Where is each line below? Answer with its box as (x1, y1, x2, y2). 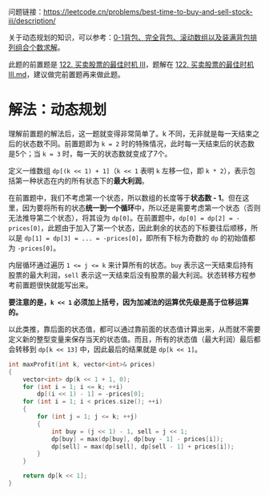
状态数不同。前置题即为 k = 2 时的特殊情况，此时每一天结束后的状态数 (22, 139, 255, 148)
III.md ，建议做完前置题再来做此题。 (8, 70, 126, 79)
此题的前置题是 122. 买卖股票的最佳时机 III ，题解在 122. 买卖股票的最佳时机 (8, 59, 255, 69)
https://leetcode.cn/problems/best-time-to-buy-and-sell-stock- (43, 7, 254, 16)
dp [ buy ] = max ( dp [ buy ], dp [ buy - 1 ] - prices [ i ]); (50, 435, 224, 443)
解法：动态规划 (8, 101, 107, 119)
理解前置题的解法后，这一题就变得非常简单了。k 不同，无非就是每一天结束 (8, 128, 253, 138)
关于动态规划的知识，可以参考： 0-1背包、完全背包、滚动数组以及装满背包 (8, 33, 251, 42)
